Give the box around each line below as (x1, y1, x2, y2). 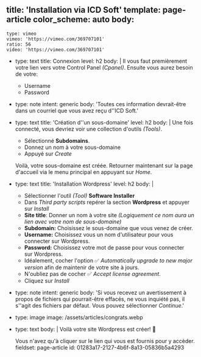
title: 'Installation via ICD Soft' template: (6, 5, 161, 15)
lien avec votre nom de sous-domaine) (24, 218, 122, 225)
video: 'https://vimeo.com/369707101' (6, 46, 105, 52)
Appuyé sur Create (24, 150, 72, 157)
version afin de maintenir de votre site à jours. (24, 264, 139, 271)
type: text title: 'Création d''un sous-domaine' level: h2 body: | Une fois (15, 118, 194, 126)
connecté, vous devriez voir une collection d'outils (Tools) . (15, 125, 163, 132)
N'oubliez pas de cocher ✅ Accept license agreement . (24, 270, 161, 277)
